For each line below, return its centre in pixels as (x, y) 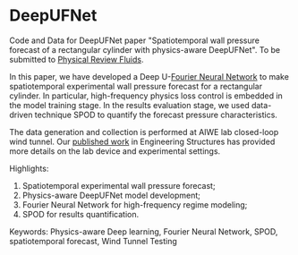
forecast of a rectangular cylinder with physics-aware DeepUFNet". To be (145, 49)
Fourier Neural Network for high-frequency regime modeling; (135, 204)
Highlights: (29, 168)
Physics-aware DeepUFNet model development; (111, 195)
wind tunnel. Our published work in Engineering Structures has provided (142, 141)
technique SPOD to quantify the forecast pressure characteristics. (156, 115)
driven (21, 115)
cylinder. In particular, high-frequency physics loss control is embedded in (146, 96)
